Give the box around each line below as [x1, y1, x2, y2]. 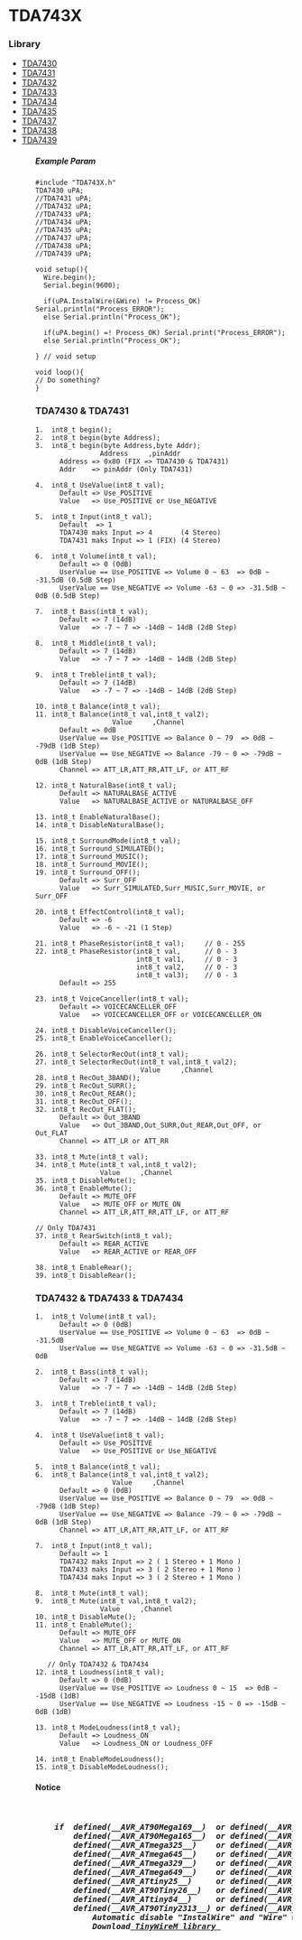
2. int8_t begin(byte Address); [34, 433, 161, 443]
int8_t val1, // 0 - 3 [135, 955, 238, 964]
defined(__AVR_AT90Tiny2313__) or [73, 1903, 226, 1913]
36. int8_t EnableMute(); [34, 1184, 133, 1193]
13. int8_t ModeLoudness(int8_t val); [34, 1723, 181, 1732]
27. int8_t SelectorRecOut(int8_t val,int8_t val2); [34, 1058, 238, 1067]
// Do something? [34, 376, 101, 385]
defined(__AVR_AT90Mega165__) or [73, 1831, 226, 1841]
